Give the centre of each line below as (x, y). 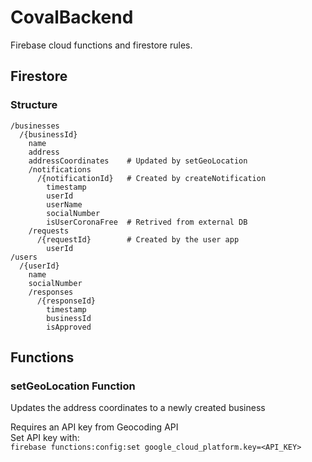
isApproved (69, 327)
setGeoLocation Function (73, 386)
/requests (49, 231)
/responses (51, 292)
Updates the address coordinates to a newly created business (138, 408)
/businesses (35, 126)
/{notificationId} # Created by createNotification (151, 178)
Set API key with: (45, 438)
